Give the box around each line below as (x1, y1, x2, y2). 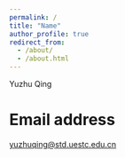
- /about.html (17, 54, 69, 63)
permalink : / (9, 12, 58, 22)
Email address (9, 110, 115, 130)
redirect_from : (9, 37, 66, 47)
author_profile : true (9, 29, 90, 38)
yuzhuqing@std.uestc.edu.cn (9, 138, 117, 149)
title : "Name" (9, 21, 62, 30)
